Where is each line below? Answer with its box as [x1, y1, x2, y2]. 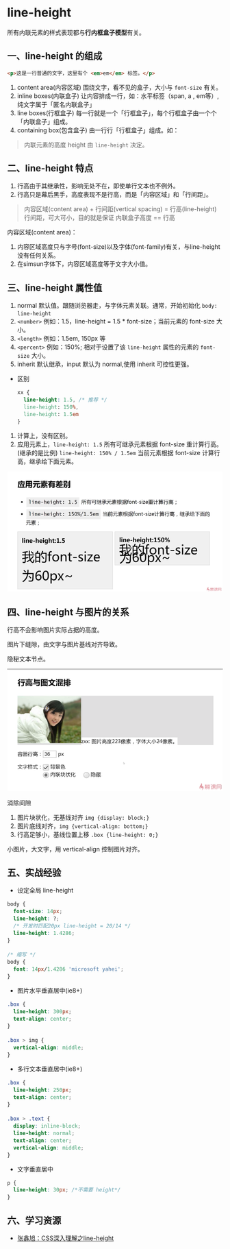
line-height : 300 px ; [13, 1008, 72, 1015]
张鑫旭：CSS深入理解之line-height [16, 1234, 114, 1242]
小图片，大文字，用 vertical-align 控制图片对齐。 [7, 845, 144, 853]
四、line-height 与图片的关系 [7, 606, 130, 618]
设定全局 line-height [16, 886, 74, 895]
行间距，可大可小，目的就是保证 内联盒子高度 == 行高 [23, 214, 176, 222]
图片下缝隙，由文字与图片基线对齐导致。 [7, 640, 121, 648]
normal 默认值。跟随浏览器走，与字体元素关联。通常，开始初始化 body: [16, 302, 218, 310]
